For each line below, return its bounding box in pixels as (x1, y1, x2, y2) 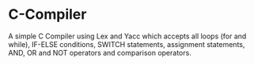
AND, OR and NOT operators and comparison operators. (8, 48, 191, 57)
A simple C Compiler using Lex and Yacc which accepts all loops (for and (8, 31, 247, 41)
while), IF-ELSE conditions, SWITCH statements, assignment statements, (8, 39, 245, 49)
